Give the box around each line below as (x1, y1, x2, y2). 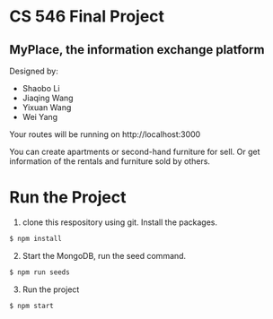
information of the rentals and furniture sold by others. (9, 156, 211, 167)
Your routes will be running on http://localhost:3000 (9, 129, 201, 140)
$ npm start (9, 301, 54, 310)
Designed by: (9, 65, 58, 76)
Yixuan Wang (22, 102, 72, 113)
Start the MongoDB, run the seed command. (22, 250, 187, 261)
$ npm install (9, 234, 63, 243)
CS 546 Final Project (9, 6, 164, 27)
